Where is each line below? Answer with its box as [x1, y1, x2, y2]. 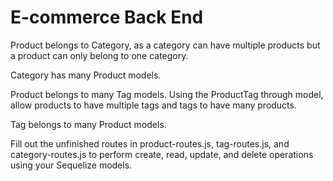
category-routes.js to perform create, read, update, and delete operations [10, 148, 314, 160]
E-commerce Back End [10, 6, 204, 29]
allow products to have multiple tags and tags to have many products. [10, 99, 297, 111]
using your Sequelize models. [10, 159, 133, 171]
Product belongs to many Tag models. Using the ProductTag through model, [10, 88, 324, 100]
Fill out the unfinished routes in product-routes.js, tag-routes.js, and [10, 137, 290, 150]
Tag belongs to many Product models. [10, 118, 167, 130]
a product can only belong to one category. [10, 49, 189, 61]
